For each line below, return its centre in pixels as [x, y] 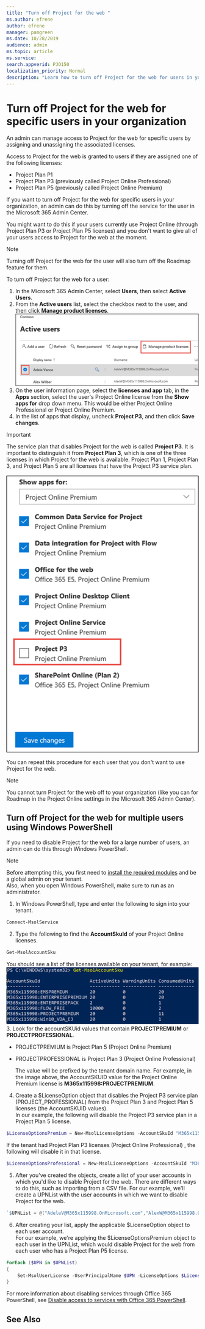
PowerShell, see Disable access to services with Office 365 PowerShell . [97, 1300]
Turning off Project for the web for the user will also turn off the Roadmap [99, 261]
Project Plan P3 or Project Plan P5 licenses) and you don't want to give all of [102, 231]
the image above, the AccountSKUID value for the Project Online [96, 1077]
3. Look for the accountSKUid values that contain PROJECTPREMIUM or [97, 1029]
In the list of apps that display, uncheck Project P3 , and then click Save [105, 416]
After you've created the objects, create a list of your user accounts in [103, 1175]
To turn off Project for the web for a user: [58, 279]
